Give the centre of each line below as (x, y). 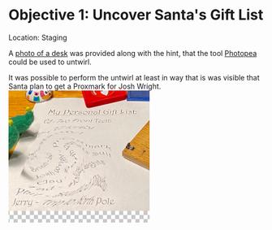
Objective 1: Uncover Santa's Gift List (136, 15)
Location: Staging (38, 37)
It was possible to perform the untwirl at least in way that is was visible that (134, 77)
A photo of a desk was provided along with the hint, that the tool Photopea (133, 53)
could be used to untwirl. (50, 62)
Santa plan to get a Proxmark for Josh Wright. (85, 86)
